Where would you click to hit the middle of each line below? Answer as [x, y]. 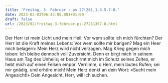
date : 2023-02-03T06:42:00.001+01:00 [45, 14]
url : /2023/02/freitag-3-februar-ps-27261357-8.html [61, 24]
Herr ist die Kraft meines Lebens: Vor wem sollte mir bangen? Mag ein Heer [83, 43]
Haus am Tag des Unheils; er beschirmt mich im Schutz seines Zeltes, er [80, 59]
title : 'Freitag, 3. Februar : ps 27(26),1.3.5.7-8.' [63, 10]
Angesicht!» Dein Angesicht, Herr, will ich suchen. [57, 75]
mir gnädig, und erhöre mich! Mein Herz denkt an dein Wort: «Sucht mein [81, 70]
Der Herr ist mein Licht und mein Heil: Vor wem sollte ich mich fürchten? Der [84, 38]
